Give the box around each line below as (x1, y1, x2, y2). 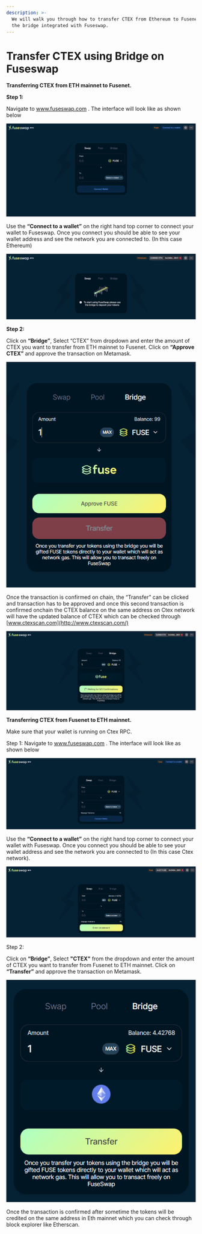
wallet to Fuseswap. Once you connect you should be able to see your (6, 229, 180, 236)
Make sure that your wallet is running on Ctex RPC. (6, 728, 132, 735)
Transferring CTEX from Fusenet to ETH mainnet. (6, 716, 132, 724)
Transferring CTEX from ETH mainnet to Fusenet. (6, 82, 132, 89)
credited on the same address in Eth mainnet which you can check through (6, 1214, 192, 1221)
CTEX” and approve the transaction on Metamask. (6, 349, 132, 357)
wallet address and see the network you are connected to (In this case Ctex (6, 848, 194, 856)
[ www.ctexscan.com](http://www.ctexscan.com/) (6, 619, 129, 627)
